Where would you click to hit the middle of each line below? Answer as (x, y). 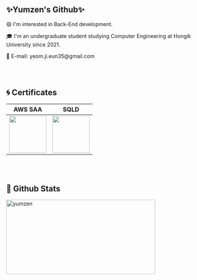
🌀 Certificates (32, 92)
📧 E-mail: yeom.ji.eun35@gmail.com (51, 56)
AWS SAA (28, 109)
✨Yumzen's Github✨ (46, 10)
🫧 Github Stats (33, 189)
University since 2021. (33, 45)
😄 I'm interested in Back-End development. (60, 24)
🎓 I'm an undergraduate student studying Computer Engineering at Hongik (99, 36)
